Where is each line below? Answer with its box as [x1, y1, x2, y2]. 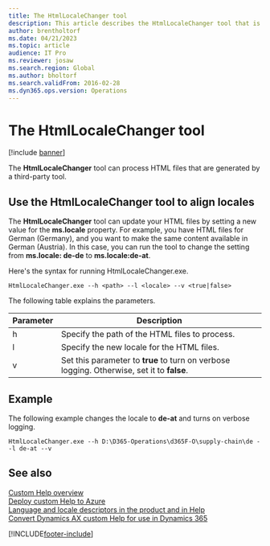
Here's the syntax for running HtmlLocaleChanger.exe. [8, 266, 189, 276]
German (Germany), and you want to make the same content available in [8, 234, 248, 244]
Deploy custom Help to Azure [8, 496, 106, 506]
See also [8, 466, 52, 480]
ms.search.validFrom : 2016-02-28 [8, 79, 121, 87]
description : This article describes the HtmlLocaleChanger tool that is [8, 19, 261, 27]
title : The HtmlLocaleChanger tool [8, 11, 128, 20]
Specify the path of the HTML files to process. [60, 329, 235, 340]
